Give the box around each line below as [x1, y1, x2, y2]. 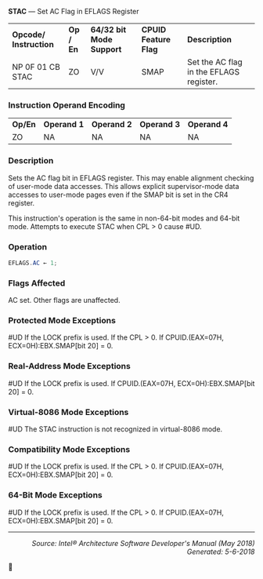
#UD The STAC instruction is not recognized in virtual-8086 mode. [8, 424, 223, 434]
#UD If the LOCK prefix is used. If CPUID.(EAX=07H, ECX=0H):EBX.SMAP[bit [8, 378, 255, 388]
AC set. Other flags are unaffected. [8, 296, 121, 305]
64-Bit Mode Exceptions [8, 490, 103, 501]
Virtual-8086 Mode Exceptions [8, 406, 129, 417]
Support [90, 44, 122, 54]
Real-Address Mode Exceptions [8, 361, 131, 372]
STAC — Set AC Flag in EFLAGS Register [8, 7, 139, 16]
